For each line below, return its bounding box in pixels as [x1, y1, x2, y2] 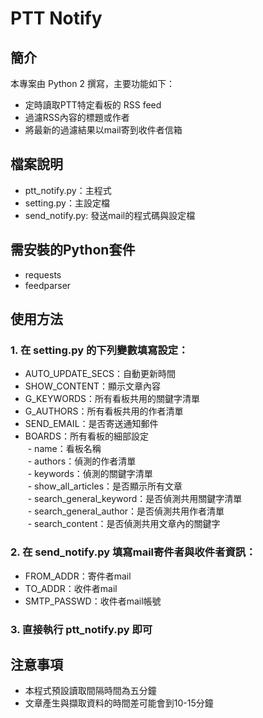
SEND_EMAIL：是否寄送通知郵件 [24, 418, 159, 430]
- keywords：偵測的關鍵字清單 [27, 468, 153, 480]
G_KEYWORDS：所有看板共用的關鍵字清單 [24, 393, 201, 405]
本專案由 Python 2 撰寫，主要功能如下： [10, 78, 175, 89]
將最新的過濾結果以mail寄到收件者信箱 [24, 124, 183, 136]
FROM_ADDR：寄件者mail [24, 570, 132, 582]
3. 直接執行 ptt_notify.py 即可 [10, 622, 153, 636]
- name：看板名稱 [27, 443, 102, 455]
